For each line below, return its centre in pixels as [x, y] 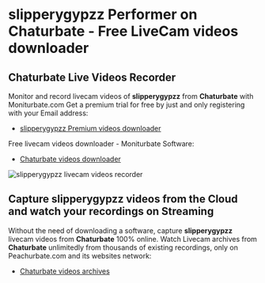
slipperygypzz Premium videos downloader [90, 128]
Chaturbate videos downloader [70, 159]
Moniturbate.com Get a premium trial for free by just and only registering [127, 105]
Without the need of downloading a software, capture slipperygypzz [121, 230]
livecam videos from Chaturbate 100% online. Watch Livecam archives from [132, 239]
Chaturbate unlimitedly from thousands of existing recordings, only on [123, 247]
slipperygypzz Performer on [103, 15]
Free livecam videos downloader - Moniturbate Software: [101, 143]
